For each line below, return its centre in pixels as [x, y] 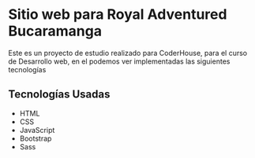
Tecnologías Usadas [59, 95]
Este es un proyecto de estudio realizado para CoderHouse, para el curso [127, 53]
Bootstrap [36, 138]
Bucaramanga [55, 31]
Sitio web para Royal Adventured [118, 15]
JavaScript [37, 130]
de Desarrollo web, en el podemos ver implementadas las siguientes [119, 61]
